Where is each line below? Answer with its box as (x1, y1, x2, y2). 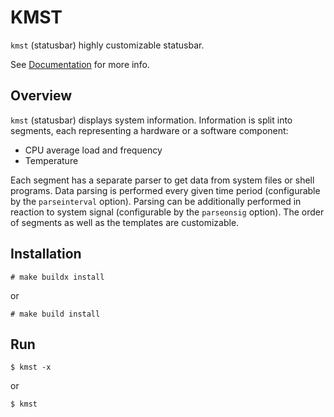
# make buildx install (10, 272, 105, 282)
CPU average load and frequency (24, 144, 163, 156)
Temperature (24, 154, 79, 166)
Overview (10, 87, 73, 105)
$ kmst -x (10, 362, 52, 373)
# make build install (10, 309, 101, 319)
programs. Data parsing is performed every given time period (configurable (10, 184, 321, 196)
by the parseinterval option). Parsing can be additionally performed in (10, 195, 302, 207)
